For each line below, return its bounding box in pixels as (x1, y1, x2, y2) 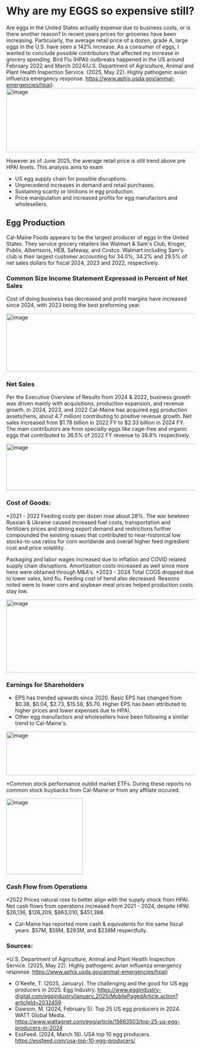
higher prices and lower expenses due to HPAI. (14, 707, 131, 714)
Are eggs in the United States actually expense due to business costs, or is (6, 24, 191, 31)
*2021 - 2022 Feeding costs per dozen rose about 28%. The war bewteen (6, 512, 190, 519)
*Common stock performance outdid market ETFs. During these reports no (6, 780, 191, 787)
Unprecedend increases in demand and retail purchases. (14, 181, 155, 188)
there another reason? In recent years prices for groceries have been (6, 30, 176, 37)
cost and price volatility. (6, 544, 65, 551)
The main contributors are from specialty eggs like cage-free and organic (6, 425, 187, 433)
